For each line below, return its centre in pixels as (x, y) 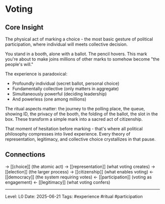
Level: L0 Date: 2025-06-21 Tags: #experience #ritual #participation (74, 196)
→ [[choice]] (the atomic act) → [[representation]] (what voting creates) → (80, 167)
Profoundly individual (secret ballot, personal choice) (66, 83)
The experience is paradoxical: (36, 74)
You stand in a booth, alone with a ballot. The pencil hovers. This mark (76, 54)
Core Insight (24, 27)
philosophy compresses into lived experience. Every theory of (68, 134)
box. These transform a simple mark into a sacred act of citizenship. (74, 119)
